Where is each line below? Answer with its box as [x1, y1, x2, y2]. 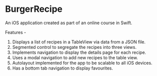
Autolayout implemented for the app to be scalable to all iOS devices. [12, 60, 153, 66]
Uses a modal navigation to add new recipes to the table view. [12, 54, 138, 60]
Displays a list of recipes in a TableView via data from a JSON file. [12, 38, 146, 45]
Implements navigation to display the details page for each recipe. [12, 49, 146, 55]
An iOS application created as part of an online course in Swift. [5, 20, 132, 26]
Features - [5, 29, 26, 35]
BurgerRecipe [5, 3, 63, 15]
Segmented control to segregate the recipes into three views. [12, 44, 137, 50]
